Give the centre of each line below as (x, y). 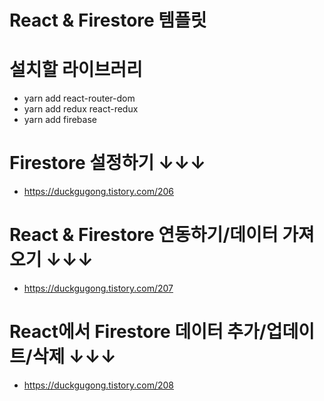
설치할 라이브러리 (76, 70)
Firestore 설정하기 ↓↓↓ (107, 163)
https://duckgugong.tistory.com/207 (98, 288)
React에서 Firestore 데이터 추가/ (138, 332)
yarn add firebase (60, 120)
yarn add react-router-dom (79, 98)
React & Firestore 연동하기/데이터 (144, 235)
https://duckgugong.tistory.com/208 (98, 385)
